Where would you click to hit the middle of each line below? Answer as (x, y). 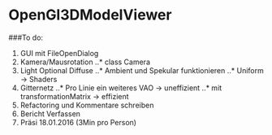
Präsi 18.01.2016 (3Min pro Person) (78, 122)
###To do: (26, 37)
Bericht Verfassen (50, 113)
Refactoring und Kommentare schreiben (87, 105)
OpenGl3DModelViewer (90, 15)
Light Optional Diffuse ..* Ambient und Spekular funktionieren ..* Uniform (142, 70)
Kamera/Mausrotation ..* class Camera (85, 62)
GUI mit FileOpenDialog (59, 53)
